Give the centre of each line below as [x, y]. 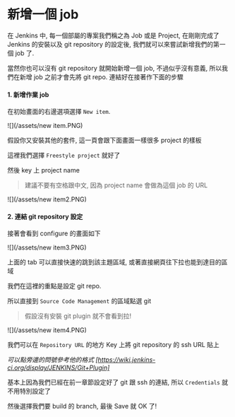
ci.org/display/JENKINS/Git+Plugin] [59, 368]
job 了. [25, 53]
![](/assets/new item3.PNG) [47, 247]
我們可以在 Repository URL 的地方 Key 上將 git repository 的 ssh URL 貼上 [114, 345]
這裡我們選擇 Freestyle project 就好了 [64, 155]
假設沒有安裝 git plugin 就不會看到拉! [78, 316]
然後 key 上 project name [43, 170]
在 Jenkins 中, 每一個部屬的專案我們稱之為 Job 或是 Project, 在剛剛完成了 [114, 35]
